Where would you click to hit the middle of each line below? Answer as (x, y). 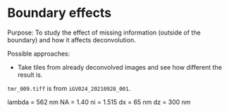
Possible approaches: (39, 54)
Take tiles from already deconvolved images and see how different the (119, 67)
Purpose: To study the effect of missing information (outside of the (104, 32)
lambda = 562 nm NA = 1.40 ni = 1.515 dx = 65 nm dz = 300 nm (99, 102)
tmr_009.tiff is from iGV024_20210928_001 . (69, 88)
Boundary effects (59, 13)
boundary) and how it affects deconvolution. (72, 39)
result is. (30, 75)
